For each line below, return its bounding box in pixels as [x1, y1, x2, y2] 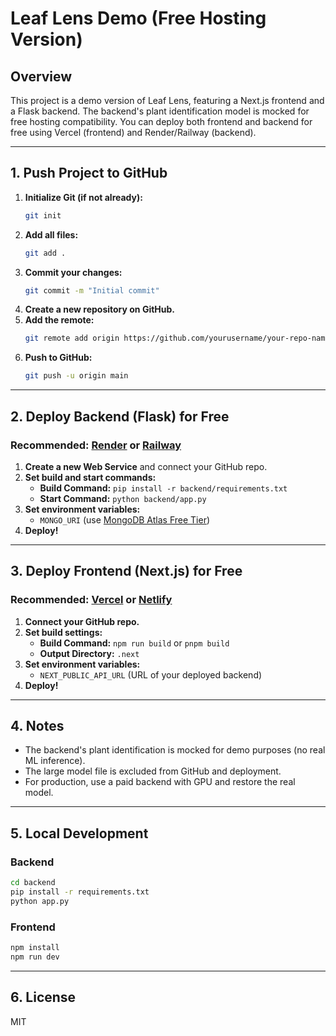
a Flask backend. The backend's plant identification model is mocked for [10, 105, 310, 117]
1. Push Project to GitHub [10, 165, 168, 182]
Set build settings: [24, 626, 103, 638]
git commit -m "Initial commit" [24, 285, 160, 296]
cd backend [10, 878, 56, 888]
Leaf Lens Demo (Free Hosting [10, 7, 267, 30]
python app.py [10, 896, 70, 906]
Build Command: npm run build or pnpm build [39, 637, 230, 649]
